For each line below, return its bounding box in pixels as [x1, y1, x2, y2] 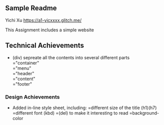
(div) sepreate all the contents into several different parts [12, 54, 130, 60]
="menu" [12, 65, 31, 71]
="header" [12, 70, 34, 76]
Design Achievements [5, 93, 60, 100]
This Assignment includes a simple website [5, 27, 94, 33]
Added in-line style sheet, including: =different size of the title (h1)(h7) [12, 105, 157, 111]
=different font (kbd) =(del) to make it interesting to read [12, 110, 128, 116]
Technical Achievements [5, 41, 84, 50]
